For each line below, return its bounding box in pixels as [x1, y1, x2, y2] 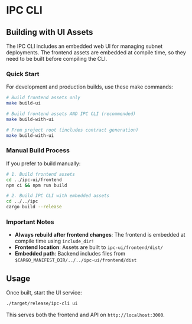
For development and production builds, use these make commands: [6, 83, 173, 90]
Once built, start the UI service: [6, 289, 82, 296]
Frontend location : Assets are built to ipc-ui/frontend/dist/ [14, 244, 164, 251]
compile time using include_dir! [14, 237, 95, 245]
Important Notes [6, 218, 54, 226]
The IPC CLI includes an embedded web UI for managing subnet [6, 42, 163, 50]
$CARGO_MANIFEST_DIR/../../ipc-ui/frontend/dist [14, 257, 137, 263]
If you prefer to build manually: [6, 160, 81, 167]
